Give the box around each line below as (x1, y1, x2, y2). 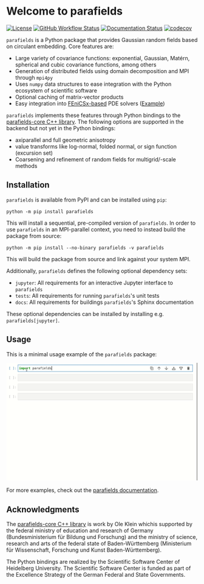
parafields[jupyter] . (6, 317, 60, 324)
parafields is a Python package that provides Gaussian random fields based (6, 36, 198, 43)
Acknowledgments (6, 504, 80, 515)
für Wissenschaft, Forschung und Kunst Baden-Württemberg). (6, 546, 162, 554)
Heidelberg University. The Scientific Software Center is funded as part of (6, 565, 191, 572)
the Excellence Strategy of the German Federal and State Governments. (6, 571, 186, 578)
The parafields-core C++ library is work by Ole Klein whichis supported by (6, 520, 193, 527)
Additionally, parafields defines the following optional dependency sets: (6, 267, 188, 275)
